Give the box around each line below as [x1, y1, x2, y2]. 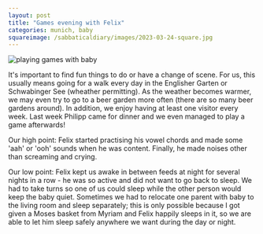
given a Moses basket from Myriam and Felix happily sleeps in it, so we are [8, 209, 252, 218]
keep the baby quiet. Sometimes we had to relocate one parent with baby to [8, 192, 254, 202]
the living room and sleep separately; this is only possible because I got [8, 201, 240, 210]
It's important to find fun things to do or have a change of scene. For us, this [8, 70, 256, 79]
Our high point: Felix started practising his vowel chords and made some [8, 135, 243, 145]
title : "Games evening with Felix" [8, 19, 125, 27]
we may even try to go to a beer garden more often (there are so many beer [8, 95, 254, 104]
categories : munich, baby [8, 26, 93, 34]
